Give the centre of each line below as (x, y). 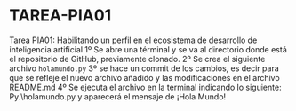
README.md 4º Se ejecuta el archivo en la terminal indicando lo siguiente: (145, 87)
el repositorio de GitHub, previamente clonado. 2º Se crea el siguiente (137, 59)
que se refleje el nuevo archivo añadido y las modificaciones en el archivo (144, 77)
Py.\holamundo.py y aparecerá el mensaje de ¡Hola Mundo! (118, 96)
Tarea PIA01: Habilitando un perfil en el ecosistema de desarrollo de (133, 40)
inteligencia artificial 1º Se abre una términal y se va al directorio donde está (148, 49)
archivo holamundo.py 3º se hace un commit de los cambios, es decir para (144, 68)
